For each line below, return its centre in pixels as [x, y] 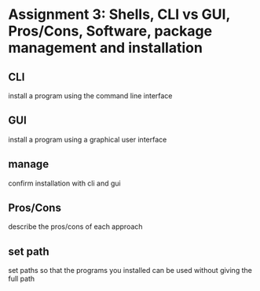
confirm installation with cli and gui [64, 183]
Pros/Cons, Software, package [110, 31]
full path [22, 279]
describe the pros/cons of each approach [75, 227]
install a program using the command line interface [90, 96]
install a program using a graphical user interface [88, 139]
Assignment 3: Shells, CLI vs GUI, [119, 15]
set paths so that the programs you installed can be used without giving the [130, 271]
